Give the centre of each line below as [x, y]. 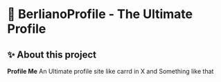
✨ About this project [52, 55]
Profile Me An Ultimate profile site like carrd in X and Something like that [110, 71]
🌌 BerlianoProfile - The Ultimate [100, 14]
